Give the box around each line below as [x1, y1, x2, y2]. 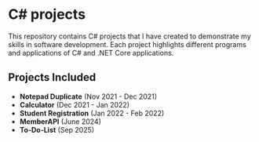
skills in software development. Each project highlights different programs [8, 39, 247, 49]
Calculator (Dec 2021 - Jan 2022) [19, 100, 130, 109]
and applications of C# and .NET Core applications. [8, 48, 174, 57]
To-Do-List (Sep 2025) [19, 125, 95, 134]
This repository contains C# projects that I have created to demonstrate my [8, 31, 251, 41]
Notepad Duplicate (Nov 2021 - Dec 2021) [19, 92, 158, 101]
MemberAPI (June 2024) [19, 116, 102, 126]
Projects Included [8, 71, 97, 84]
